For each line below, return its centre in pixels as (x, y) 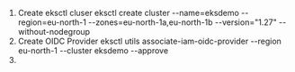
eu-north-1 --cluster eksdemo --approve (93, 51)
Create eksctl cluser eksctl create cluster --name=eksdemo (129, 13)
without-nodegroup (54, 32)
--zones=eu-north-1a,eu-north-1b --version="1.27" (183, 22)
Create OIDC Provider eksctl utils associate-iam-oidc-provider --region (149, 41)
